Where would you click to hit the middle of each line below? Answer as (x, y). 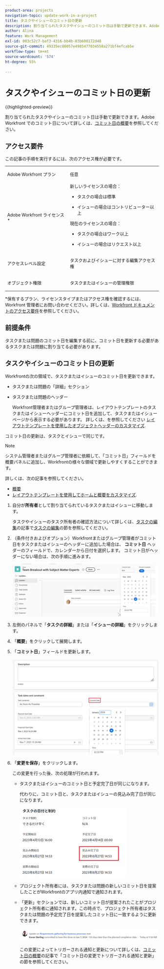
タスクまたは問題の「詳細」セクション (51, 386)
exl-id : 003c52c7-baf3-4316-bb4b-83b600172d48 (53, 41)
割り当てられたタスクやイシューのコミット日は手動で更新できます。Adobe (80, 117)
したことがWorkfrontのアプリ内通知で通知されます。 (72, 892)
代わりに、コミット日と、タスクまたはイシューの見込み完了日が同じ (88, 794)
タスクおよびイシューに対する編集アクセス (113, 261)
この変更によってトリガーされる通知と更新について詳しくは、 (81, 949)
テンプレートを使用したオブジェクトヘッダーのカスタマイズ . (86, 425)
